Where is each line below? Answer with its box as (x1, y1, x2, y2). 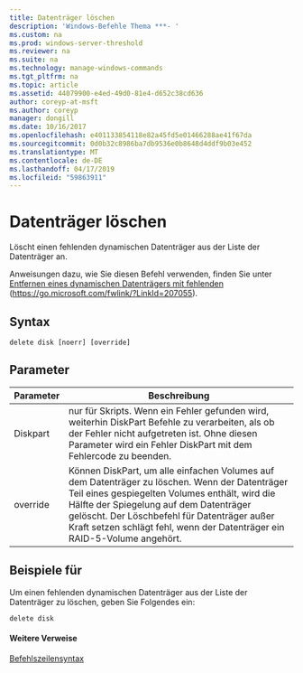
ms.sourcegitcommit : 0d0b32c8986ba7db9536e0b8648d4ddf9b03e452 (9, 139, 252, 148)
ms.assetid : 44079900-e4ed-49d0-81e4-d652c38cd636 (9, 89, 204, 98)
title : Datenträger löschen (9, 13, 115, 23)
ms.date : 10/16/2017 (9, 123, 87, 132)
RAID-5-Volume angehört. (68, 532, 182, 545)
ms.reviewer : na (9, 47, 70, 56)
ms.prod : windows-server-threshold (9, 38, 143, 48)
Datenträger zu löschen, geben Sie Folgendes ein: (9, 596, 196, 607)
